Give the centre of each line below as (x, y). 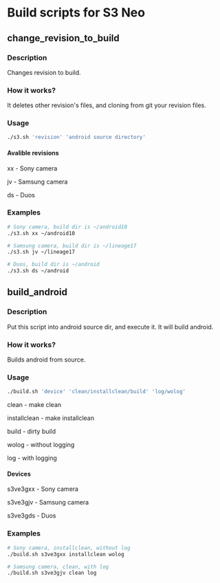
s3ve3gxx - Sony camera (43, 489)
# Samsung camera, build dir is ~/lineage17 (72, 245)
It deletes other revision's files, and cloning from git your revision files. (107, 105)
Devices (19, 474)
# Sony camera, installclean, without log (69, 548)
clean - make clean (34, 405)
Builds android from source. (46, 360)
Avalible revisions (33, 153)
